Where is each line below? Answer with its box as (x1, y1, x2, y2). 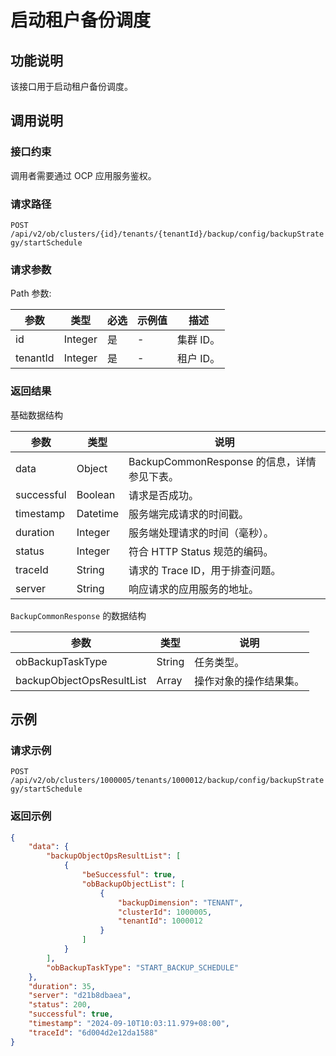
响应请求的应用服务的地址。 (128, 582, 260, 596)
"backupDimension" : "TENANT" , (117, 897, 244, 908)
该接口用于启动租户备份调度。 (10, 81, 133, 92)
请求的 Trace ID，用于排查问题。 (128, 563, 282, 577)
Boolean (76, 487, 116, 501)
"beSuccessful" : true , (81, 870, 177, 880)
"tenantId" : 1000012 (117, 916, 203, 926)
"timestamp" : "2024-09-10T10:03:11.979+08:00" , (28, 1019, 230, 1029)
